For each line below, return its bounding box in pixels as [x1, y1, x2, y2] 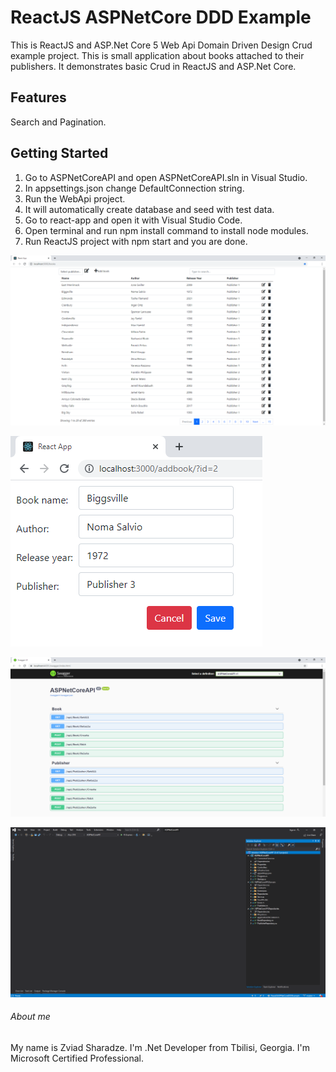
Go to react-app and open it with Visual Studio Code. [24, 214, 243, 226]
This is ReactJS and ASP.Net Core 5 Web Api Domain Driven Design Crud [10, 39, 313, 51]
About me [10, 1011, 51, 1023]
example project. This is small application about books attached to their [10, 49, 305, 61]
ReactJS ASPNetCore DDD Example [10, 6, 312, 29]
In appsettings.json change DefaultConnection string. [24, 182, 245, 194]
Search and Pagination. [10, 116, 107, 128]
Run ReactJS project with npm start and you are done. [24, 235, 248, 247]
